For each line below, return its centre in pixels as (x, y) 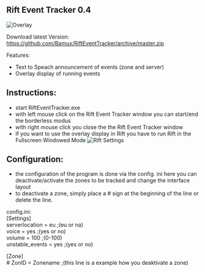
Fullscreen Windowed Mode (50, 140)
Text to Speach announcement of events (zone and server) (89, 67)
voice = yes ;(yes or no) (36, 232)
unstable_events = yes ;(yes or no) (50, 244)
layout (23, 187)
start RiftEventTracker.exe (48, 107)
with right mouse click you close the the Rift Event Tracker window (99, 127)
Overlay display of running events (58, 74)
